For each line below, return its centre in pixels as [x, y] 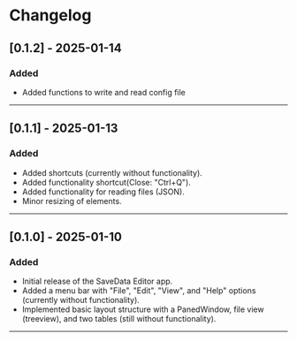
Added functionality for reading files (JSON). [103, 192]
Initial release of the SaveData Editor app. [97, 281]
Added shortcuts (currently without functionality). [112, 172]
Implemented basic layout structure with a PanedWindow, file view [143, 309]
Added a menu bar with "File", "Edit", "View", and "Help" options [139, 291]
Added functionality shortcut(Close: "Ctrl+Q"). [107, 182]
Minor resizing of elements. [72, 201]
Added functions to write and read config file [103, 92]
